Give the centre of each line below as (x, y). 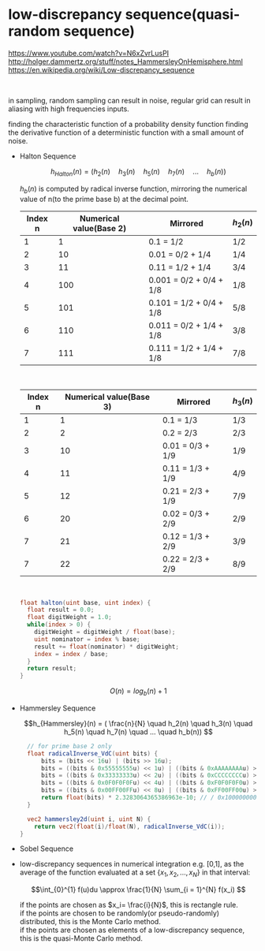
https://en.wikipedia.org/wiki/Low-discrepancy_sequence (101, 69)
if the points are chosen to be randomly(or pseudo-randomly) (119, 913)
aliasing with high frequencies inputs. (69, 109)
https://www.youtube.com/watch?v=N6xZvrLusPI (89, 53)
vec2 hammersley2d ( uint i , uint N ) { (89, 819)
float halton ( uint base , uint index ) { (85, 602)
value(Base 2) (100, 228)
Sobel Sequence (46, 848)
